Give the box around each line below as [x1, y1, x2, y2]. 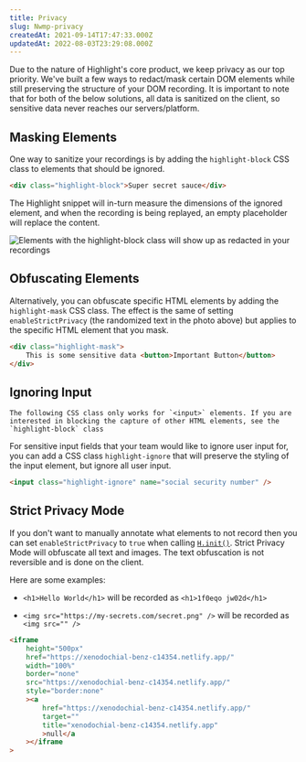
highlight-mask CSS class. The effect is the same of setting [9, 305, 234, 316]
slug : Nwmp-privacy [9, 22, 84, 31]
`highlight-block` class [9, 424, 104, 435]
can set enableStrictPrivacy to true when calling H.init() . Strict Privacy [9, 537, 285, 548]
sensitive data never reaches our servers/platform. [9, 102, 200, 114]
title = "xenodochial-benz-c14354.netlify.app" [42, 720, 219, 730]
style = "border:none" [26, 687, 104, 696]
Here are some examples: [9, 574, 107, 585]
